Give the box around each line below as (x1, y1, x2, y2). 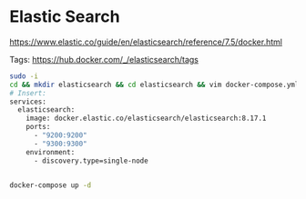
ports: (25, 123, 51, 132)
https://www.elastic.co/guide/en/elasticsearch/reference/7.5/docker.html (9, 36, 282, 47)
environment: (25, 147, 76, 156)
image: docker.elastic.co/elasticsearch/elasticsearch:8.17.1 (25, 114, 267, 124)
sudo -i (9, 71, 39, 81)
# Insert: (9, 88, 47, 97)
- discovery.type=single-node (33, 156, 148, 165)
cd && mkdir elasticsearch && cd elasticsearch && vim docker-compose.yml (9, 80, 300, 89)
